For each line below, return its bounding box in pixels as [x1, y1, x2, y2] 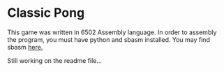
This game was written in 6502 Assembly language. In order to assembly [7, 28, 217, 36]
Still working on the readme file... [7, 56, 103, 64]
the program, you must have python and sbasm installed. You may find [7, 35, 211, 43]
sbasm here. [7, 43, 43, 51]
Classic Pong [7, 5, 85, 21]
